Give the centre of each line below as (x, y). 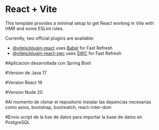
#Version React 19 (24, 82)
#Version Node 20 (24, 92)
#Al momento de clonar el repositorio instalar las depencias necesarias (78, 102)
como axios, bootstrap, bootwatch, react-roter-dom (58, 107)
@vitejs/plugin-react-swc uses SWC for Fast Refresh (67, 53)
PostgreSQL (17, 122)
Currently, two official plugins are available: (50, 38)
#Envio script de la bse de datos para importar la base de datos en (74, 117)
